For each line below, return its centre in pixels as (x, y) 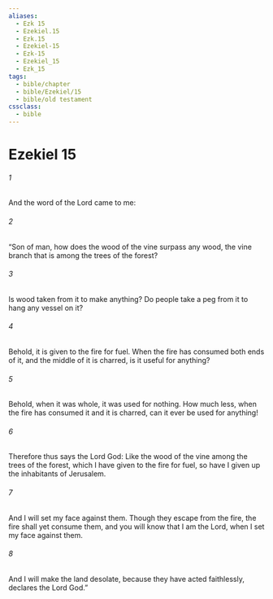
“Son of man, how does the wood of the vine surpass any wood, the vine (130, 247)
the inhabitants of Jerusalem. (57, 474)
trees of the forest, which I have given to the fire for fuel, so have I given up (134, 466)
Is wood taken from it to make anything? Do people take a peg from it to (128, 299)
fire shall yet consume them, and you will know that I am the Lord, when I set (136, 527)
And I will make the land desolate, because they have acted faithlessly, (127, 579)
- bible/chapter (43, 84)
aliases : (23, 16)
